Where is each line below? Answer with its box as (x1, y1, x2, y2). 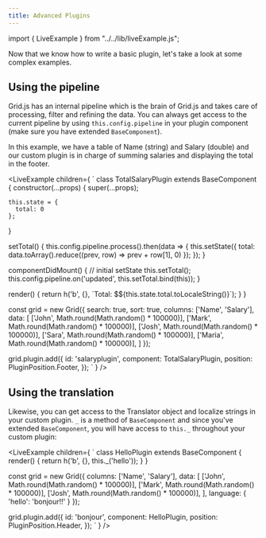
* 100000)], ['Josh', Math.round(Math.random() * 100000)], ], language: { (8, 489, 247, 498)
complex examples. (8, 57, 72, 67)
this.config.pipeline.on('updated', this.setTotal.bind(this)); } (8, 274, 201, 283)
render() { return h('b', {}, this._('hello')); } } (8, 456, 148, 466)
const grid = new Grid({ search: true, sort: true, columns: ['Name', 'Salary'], (8, 305, 255, 314)
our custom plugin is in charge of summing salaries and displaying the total (8, 150, 254, 160)
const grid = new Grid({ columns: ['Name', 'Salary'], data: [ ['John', (8, 471, 226, 481)
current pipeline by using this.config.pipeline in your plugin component (8, 119, 249, 128)
